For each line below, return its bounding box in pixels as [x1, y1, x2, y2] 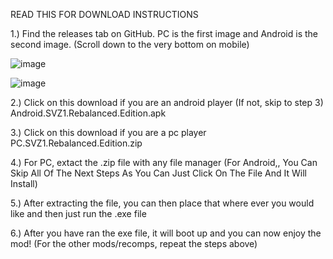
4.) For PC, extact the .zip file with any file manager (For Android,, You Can [10, 157, 318, 168]
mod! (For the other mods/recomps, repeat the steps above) [10, 238, 258, 249]
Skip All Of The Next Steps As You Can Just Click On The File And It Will [10, 167, 307, 179]
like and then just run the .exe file [10, 208, 147, 219]
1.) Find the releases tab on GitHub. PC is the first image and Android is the [10, 28, 319, 39]
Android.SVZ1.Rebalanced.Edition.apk [10, 107, 167, 119]
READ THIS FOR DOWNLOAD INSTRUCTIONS [10, 9, 199, 20]
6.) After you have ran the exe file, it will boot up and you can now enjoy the [10, 227, 322, 239]
